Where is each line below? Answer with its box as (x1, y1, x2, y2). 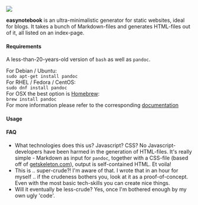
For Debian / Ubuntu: (6, 67, 57, 74)
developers (14, 148, 43, 155)
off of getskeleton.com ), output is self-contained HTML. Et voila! (14, 161, 171, 168)
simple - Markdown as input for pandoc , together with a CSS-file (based (14, 154, 189, 161)
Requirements (6, 43, 42, 50)
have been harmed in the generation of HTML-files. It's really (43, 148, 192, 155)
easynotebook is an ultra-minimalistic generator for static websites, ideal (6, 17, 185, 24)
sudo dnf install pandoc (6, 85, 67, 91)
